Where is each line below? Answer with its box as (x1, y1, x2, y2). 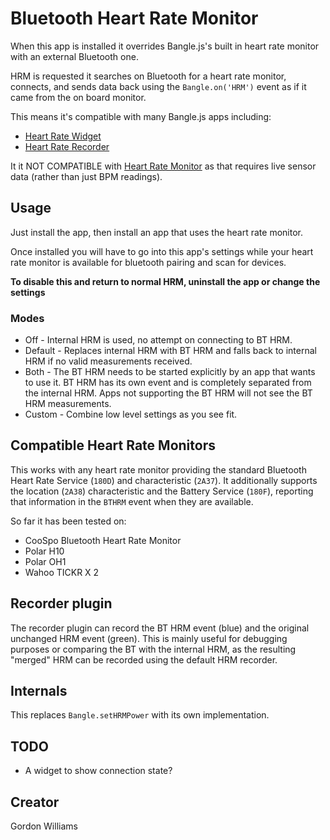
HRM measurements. (24, 398, 112, 410)
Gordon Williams (10, 820, 78, 832)
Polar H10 (24, 545, 65, 557)
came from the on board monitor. (10, 91, 147, 103)
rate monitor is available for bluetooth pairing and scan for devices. (10, 256, 287, 268)
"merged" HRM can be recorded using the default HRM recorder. (10, 653, 278, 666)
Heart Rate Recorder (24, 140, 110, 152)
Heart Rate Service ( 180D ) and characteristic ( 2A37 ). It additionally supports (10, 474, 318, 486)
